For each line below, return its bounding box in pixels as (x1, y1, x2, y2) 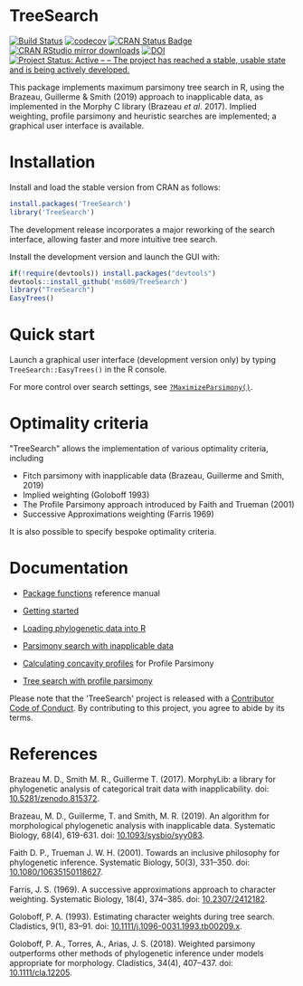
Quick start (9, 325, 95, 345)
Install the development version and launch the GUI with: (9, 251, 220, 262)
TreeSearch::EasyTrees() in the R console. (9, 364, 167, 375)
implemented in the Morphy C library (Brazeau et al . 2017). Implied (9, 100, 258, 111)
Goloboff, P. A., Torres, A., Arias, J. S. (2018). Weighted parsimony (9, 938, 256, 949)
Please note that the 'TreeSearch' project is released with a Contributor (9, 693, 275, 704)
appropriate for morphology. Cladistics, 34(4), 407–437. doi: (9, 957, 233, 968)
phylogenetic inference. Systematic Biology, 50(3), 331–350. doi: (9, 857, 251, 867)
